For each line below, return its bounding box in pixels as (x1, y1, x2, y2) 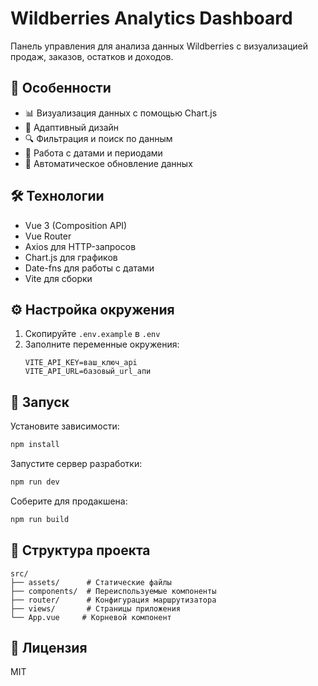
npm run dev (10, 477, 60, 487)
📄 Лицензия (10, 640, 88, 657)
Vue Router (24, 230, 72, 242)
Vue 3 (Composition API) (24, 219, 128, 231)
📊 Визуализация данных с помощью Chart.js (24, 107, 218, 119)
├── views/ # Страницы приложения (10, 603, 182, 614)
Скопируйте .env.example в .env (24, 328, 161, 340)
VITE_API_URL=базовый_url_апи (24, 367, 152, 377)
